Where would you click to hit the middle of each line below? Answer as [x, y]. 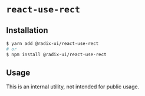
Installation [27, 30]
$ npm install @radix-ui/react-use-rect [57, 54]
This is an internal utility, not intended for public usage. [73, 87]
